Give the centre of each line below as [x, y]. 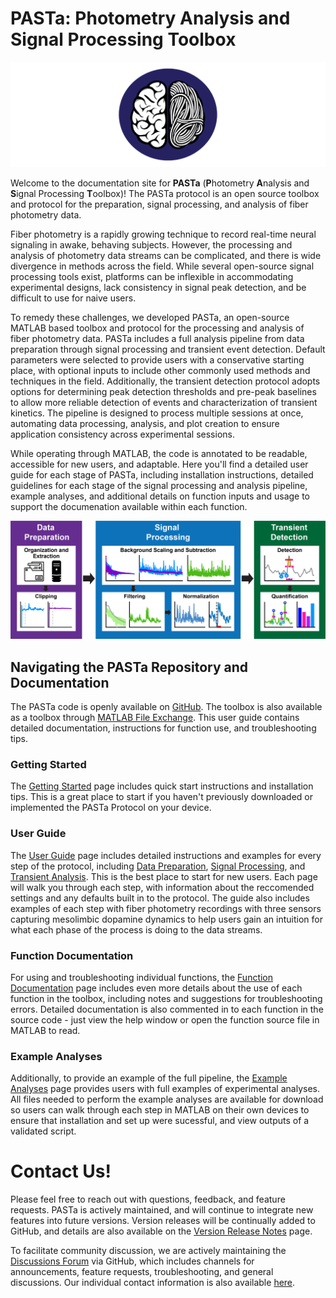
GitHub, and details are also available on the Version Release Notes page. [161, 1231]
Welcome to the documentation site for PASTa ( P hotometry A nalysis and [160, 183]
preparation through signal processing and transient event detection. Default [168, 349]
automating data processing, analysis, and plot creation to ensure [145, 423]
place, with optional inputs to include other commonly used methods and [160, 370]
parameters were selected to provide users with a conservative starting [157, 359]
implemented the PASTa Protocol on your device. [111, 808]
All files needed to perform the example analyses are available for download [167, 1099]
